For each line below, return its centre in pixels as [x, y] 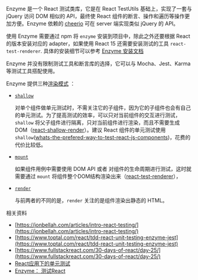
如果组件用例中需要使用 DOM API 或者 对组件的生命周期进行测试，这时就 [103, 169]
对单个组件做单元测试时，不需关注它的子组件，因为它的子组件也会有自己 [103, 108]
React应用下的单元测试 [43, 263]
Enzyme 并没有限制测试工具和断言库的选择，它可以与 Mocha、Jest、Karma [98, 63]
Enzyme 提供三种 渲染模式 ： [41, 84]
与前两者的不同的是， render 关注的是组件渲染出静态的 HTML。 [91, 200]
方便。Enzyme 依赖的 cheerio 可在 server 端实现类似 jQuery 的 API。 [95, 23]
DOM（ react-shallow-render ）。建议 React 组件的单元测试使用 [90, 130]
